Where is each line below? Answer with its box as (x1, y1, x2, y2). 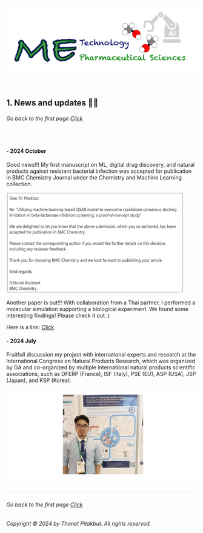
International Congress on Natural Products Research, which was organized (6, 357, 196, 365)
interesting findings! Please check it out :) (6, 312, 110, 319)
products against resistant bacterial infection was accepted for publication (6, 167, 192, 175)
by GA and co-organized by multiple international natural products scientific (6, 364, 196, 371)
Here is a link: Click (6, 323, 55, 330)
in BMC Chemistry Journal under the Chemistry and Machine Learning (6, 173, 182, 181)
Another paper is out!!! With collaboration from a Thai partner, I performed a (6, 299, 196, 306)
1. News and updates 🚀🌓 (6, 98, 99, 108)
